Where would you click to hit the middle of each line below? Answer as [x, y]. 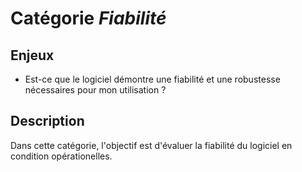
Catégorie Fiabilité [88, 18]
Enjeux [32, 55]
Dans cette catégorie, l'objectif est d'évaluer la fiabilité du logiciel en [151, 145]
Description [47, 121]
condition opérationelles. [61, 156]
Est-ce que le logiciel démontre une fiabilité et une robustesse [152, 79]
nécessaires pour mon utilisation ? [95, 90]
